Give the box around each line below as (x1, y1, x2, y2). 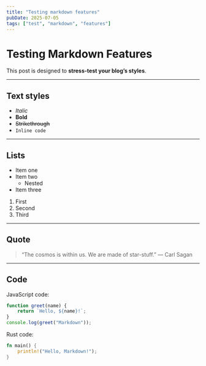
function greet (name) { (6, 302, 67, 309)
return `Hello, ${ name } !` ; (17, 308, 86, 314)
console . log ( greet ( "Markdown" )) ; (6, 320, 92, 326)
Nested (24, 179, 43, 187)
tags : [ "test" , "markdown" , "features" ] (6, 20, 112, 26)
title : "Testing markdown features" (6, 9, 100, 15)
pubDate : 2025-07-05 (6, 15, 59, 21)
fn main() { (6, 343, 37, 349)
